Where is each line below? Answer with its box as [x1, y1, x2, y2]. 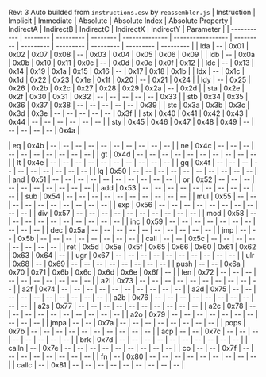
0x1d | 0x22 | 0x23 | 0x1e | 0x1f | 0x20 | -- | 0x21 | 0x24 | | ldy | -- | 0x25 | [8, 75, 252, 84]
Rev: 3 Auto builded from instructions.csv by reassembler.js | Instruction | [8, 8, 256, 17]
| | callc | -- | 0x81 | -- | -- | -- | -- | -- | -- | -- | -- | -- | [8, 360, 185, 369]
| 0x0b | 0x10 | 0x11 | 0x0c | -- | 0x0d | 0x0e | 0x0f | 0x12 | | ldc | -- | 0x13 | [8, 58, 254, 67]
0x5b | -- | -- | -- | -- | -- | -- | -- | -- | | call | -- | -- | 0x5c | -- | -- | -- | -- [17, 234, 256, 243]
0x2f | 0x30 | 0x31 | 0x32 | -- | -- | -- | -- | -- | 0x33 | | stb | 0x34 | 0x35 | [8, 92, 249, 101]
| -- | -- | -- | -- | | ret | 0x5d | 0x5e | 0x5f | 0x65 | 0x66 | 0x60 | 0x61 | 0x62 [8, 242, 256, 252]
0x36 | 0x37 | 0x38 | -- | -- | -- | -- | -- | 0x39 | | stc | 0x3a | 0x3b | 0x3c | [8, 100, 250, 110]
